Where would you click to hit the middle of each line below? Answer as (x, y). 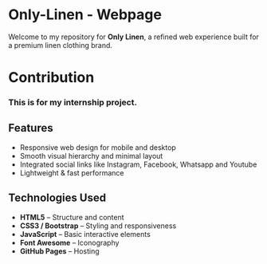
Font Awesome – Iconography (69, 242)
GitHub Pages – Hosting (59, 251)
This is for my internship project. (73, 103)
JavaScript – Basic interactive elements (85, 234)
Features (31, 128)
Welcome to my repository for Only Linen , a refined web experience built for (133, 37)
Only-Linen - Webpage (85, 15)
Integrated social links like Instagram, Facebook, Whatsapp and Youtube (138, 164)
